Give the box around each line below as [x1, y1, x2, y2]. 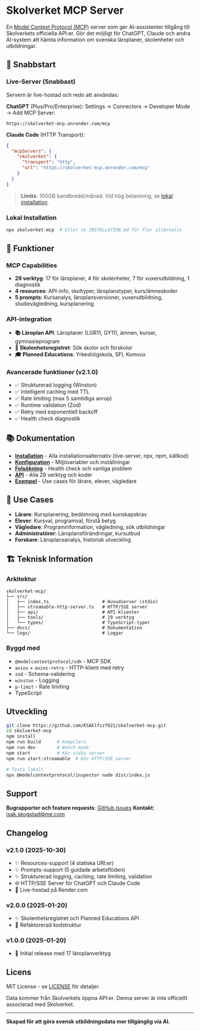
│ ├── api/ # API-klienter [6, 609, 140, 615]
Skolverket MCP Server [6, 4, 124, 17]
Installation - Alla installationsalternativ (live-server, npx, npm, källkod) [14, 452, 189, 459]
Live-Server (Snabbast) [6, 78, 76, 86]
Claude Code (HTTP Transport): [6, 131, 85, 138]
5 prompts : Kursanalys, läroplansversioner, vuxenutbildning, [14, 294, 163, 301]
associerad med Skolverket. [6, 1001, 74, 1008]
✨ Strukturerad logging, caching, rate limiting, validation [14, 872, 152, 880]
